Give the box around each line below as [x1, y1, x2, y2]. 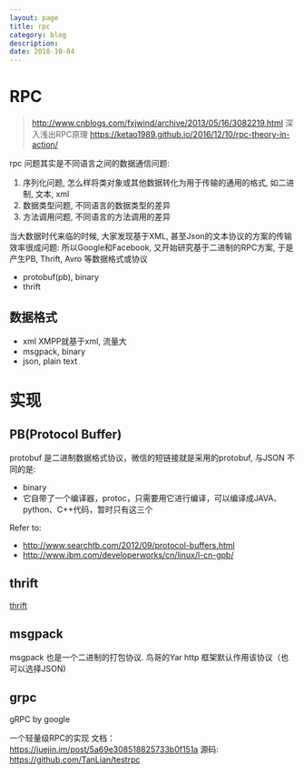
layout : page [9, 13, 59, 23]
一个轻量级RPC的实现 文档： [9, 733, 116, 744]
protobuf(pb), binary [22, 272, 100, 283]
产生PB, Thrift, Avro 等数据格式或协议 [9, 254, 148, 265]
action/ [31, 139, 59, 150]
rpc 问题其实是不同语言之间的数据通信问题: [9, 158, 171, 169]
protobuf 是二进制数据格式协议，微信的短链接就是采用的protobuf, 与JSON [9, 452, 286, 463]
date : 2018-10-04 [9, 47, 75, 56]
